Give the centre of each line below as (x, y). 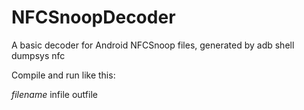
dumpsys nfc (38, 55)
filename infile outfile (54, 94)
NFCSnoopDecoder (93, 17)
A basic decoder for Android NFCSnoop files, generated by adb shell (153, 45)
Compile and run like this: (63, 75)
